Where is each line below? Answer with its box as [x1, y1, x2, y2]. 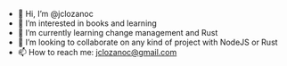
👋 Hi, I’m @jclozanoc [17, 9, 94, 19]
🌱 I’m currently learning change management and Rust [17, 28, 218, 37]
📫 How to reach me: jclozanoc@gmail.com [17, 47, 177, 57]
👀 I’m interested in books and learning [17, 18, 158, 29]
